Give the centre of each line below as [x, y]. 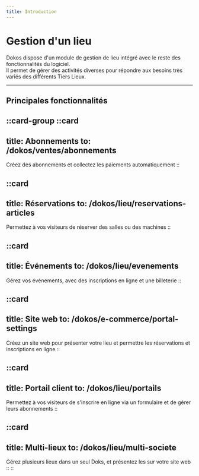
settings [22, 328]
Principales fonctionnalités [57, 101]
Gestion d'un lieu [49, 41]
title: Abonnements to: [49, 141]
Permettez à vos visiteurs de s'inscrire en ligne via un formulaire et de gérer [99, 402]
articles [20, 212]
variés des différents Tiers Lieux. [46, 76]
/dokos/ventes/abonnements [61, 150]
